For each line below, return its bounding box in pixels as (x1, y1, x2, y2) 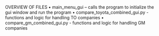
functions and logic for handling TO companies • (5, 15, 104, 20)
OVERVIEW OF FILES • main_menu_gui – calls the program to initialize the (5, 4, 154, 10)
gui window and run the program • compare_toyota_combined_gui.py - (5, 9, 149, 15)
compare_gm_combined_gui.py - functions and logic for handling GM (5, 20, 145, 26)
